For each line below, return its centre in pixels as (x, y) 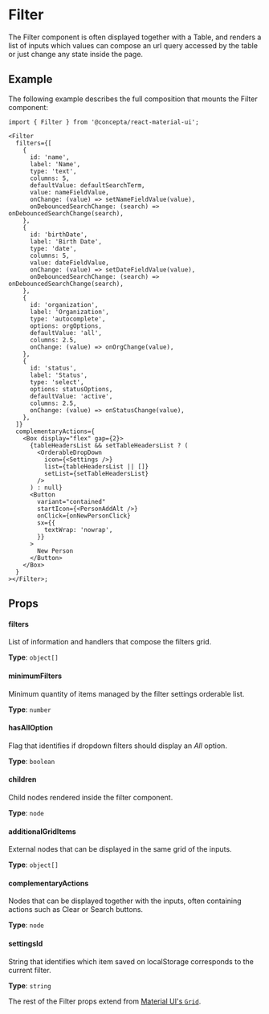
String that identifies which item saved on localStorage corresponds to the (131, 961)
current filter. (30, 970)
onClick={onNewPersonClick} (84, 516)
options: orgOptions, (66, 326)
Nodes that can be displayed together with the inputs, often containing (125, 901)
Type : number (30, 709)
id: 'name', (49, 157)
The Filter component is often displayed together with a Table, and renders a (135, 37)
